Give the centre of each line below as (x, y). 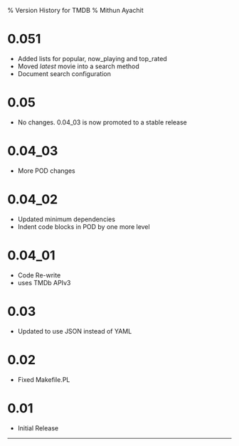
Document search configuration (64, 73)
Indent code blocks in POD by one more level (84, 226)
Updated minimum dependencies (67, 219)
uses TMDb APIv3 (44, 282)
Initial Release (38, 428)
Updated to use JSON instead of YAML (75, 331)
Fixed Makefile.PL (44, 379)
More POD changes (47, 171)
